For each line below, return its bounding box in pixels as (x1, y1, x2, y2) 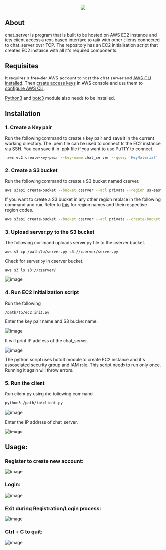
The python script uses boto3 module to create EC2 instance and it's (5, 357, 145, 363)
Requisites (5, 62, 39, 70)
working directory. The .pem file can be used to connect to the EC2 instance (5, 141, 161, 147)
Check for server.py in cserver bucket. (5, 258, 83, 264)
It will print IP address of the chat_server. (5, 338, 88, 344)
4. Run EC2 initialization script (5, 289, 79, 296)
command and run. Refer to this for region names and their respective (5, 202, 147, 208)
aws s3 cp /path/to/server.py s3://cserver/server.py (5, 249, 119, 254)
